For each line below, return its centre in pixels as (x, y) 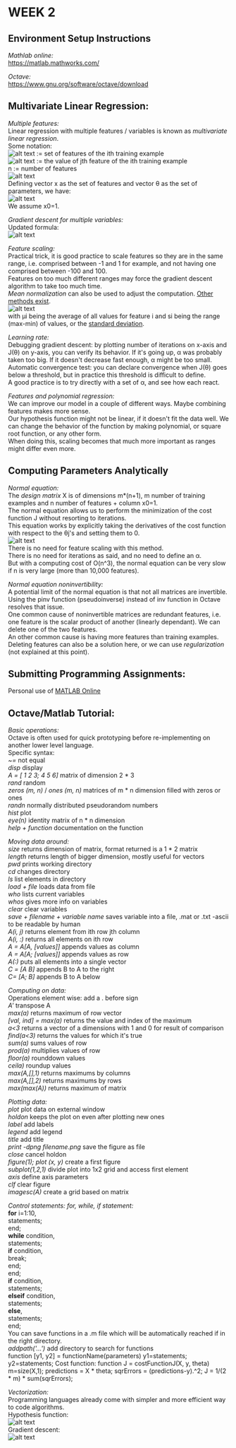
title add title (26, 1140)
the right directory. (35, 1341)
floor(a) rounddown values (47, 1058)
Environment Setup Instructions (79, 39)
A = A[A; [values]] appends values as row (68, 954)
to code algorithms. (36, 1407)
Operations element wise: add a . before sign (73, 998)
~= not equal (26, 760)
